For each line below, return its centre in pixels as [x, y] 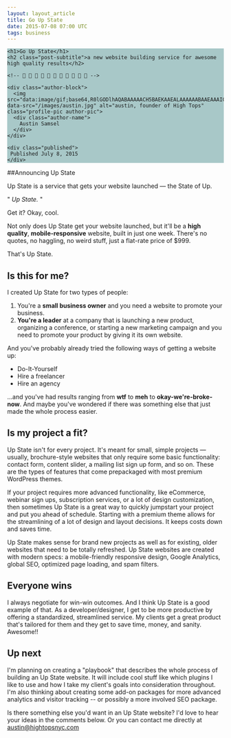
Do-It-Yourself [37, 369]
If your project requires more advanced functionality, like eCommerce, [107, 492]
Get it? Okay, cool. [33, 213]
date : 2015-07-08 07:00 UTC [47, 26]
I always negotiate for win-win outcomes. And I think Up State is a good [109, 602]
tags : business [29, 33]
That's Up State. [30, 254]
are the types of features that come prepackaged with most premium [105, 472]
